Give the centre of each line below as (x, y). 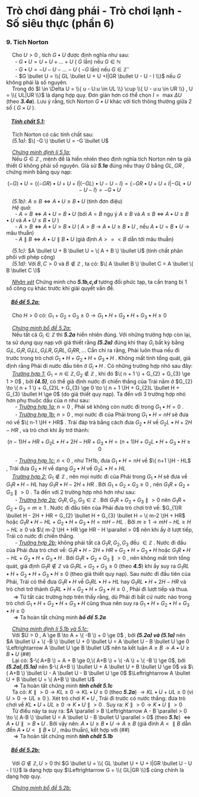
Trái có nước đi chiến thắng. (40, 535)
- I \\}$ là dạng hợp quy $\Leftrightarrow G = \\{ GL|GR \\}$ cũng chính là (95, 770)
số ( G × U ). (21, 108)
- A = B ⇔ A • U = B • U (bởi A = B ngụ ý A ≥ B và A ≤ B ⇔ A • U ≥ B (102, 214)
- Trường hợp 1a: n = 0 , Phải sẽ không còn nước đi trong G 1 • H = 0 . (99, 407)
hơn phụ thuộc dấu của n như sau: (48, 401)
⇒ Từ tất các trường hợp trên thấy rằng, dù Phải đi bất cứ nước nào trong (102, 597)
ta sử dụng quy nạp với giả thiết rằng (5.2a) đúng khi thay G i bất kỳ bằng (95, 343)
